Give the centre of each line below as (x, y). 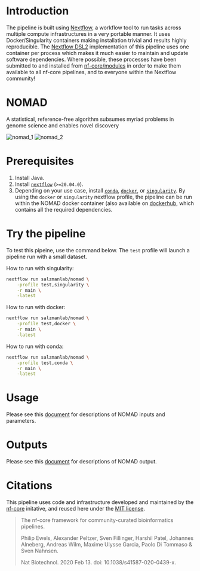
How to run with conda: (35, 346)
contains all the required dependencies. (64, 209)
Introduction (38, 11)
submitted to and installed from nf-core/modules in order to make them (94, 65)
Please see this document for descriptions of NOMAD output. (81, 462)
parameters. (21, 421)
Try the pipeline (46, 234)
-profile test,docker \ (47, 324)
